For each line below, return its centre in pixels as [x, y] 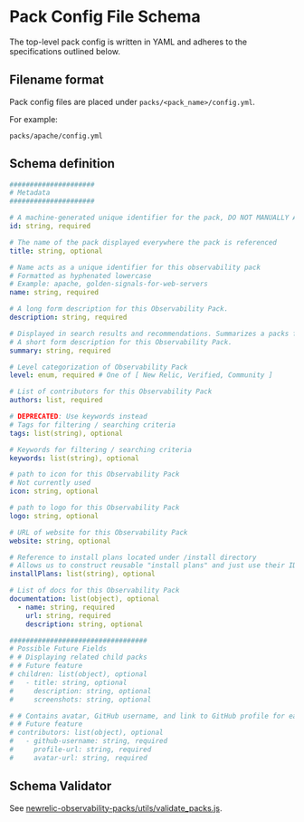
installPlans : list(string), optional [82, 574]
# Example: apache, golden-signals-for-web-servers [109, 284]
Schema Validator [61, 786]
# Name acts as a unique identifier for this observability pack [135, 267]
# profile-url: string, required [81, 749]
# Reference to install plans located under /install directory [133, 557]
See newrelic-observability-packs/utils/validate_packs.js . [116, 807]
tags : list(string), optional [66, 433]
